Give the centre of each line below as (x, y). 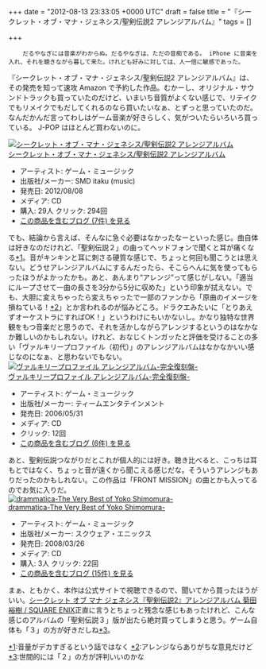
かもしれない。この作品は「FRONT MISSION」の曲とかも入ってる (150, 480)
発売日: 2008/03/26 (52, 543)
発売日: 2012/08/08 (51, 191)
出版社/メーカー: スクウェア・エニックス (86, 534)
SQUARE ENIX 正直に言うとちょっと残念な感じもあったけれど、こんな (142, 610)
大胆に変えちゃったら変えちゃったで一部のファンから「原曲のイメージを (140, 297)
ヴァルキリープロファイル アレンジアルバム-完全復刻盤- (99, 377)
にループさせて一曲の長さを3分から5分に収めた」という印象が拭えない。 (127, 287)
